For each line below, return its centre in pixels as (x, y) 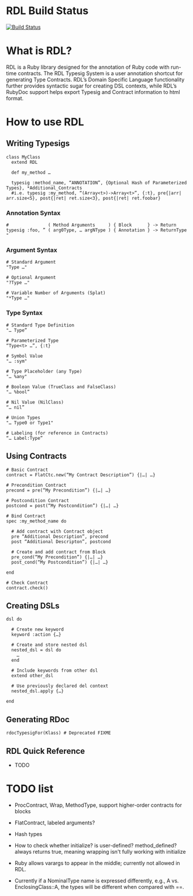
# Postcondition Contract (37, 500)
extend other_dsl (32, 676)
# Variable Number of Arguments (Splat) (56, 293)
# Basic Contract (27, 470)
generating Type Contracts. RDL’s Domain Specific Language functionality (95, 79)
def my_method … (31, 172)
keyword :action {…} (36, 635)
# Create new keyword (38, 629)
